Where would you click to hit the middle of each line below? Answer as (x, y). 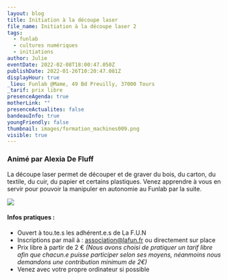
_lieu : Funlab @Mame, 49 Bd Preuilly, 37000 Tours (81, 84)
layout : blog (26, 13)
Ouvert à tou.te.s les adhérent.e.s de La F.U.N (81, 233)
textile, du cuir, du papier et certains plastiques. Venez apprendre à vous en (114, 181)
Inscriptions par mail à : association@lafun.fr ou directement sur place (116, 240)
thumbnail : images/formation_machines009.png (73, 129)
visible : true (27, 135)
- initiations (33, 52)
